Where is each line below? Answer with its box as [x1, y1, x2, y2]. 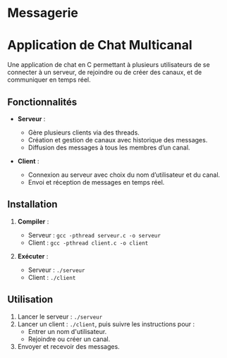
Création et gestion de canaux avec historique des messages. [27, 135, 208, 144]
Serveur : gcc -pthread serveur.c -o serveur [27, 230, 161, 239]
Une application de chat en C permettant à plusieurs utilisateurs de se [7, 61, 210, 69]
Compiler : [17, 217, 49, 226]
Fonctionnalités [7, 96, 78, 108]
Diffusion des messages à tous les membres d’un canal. [27, 143, 190, 152]
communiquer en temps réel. [7, 75, 92, 84]
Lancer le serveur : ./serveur [17, 312, 103, 321]
